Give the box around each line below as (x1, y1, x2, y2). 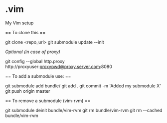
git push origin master (5, 88, 50, 94)
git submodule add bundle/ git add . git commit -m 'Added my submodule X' (5, 83, 161, 89)
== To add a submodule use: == (5, 73, 71, 79)
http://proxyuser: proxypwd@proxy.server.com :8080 (5, 63, 112, 69)
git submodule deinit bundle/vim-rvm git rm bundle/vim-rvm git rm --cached (5, 107, 163, 113)
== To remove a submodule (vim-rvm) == (5, 98, 91, 104)
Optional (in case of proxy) (5, 49, 61, 55)
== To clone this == (5, 29, 46, 35)
